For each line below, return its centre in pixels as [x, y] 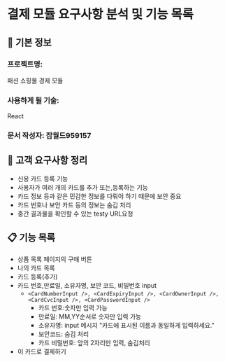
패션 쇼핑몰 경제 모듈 [35, 81]
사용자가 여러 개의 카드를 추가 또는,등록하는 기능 [82, 187]
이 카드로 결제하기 [42, 351]
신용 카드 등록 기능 [43, 179]
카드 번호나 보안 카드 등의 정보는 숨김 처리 [74, 204]
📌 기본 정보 [30, 42]
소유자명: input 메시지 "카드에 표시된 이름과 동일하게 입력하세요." [126, 325]
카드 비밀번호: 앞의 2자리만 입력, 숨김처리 [94, 342]
